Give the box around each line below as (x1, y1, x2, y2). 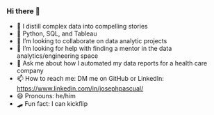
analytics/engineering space (16, 52, 99, 60)
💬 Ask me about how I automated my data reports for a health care (16, 59, 208, 68)
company (16, 66, 44, 75)
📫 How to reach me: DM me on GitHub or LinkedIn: (16, 75, 164, 83)
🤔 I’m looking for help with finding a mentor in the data (16, 45, 172, 53)
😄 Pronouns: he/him (16, 92, 76, 100)
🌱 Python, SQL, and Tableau (16, 29, 97, 38)
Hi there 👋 (6, 6, 41, 16)
